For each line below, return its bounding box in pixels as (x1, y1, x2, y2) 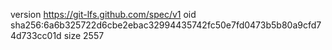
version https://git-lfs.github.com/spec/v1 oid (10, 9, 197, 20)
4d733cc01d (10, 30, 62, 41)
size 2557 (63, 30, 105, 41)
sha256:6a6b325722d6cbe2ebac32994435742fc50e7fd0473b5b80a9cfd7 (10, 19, 322, 31)
